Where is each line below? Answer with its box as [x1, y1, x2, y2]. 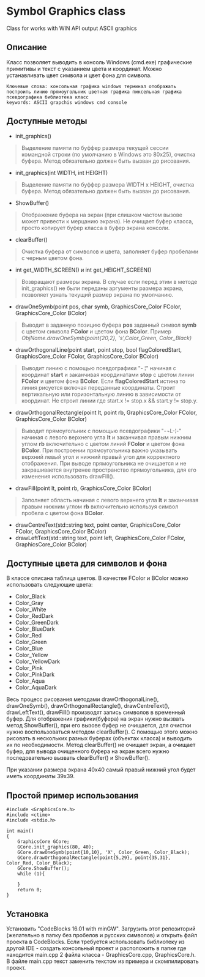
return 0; [17, 887, 43, 893]
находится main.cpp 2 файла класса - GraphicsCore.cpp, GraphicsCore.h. [6, 951, 196, 958]
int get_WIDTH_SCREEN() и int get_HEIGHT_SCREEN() [15, 266, 152, 273]
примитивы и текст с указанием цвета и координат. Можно [6, 65, 162, 72]
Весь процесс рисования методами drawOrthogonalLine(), [6, 696, 159, 703]
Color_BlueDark [15, 625, 55, 633]
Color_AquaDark [15, 684, 57, 691]
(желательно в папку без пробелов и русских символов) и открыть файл [6, 932, 198, 938]
